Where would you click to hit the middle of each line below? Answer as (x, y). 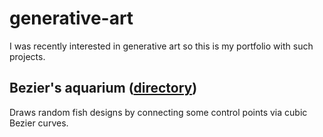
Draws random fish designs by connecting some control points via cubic (158, 112)
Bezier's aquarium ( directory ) (103, 88)
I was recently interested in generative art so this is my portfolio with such (161, 46)
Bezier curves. (39, 123)
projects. (27, 56)
